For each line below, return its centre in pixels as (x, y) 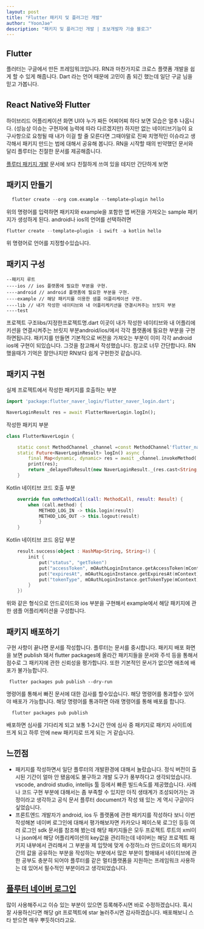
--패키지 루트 (21, 280)
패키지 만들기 (29, 185)
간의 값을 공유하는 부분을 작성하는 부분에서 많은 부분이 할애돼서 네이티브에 (103, 852)
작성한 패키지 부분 (27, 424)
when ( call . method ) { (56, 505)
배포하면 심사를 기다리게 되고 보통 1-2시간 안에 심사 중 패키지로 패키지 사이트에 (99, 725)
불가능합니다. (33, 670)
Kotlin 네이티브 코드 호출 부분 (41, 488)
